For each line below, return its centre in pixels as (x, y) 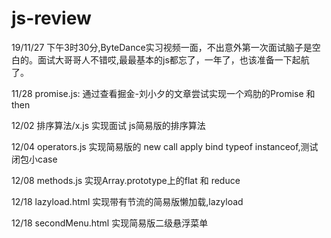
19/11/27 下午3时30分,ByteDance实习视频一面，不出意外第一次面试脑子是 (162, 47)
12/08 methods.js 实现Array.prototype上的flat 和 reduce (126, 180)
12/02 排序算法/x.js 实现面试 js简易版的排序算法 (108, 125)
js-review (51, 18)
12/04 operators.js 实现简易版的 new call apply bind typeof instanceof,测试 (165, 146)
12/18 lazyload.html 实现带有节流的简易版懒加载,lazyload (127, 201)
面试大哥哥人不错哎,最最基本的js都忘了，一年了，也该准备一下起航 (173, 59)
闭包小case (34, 159)
